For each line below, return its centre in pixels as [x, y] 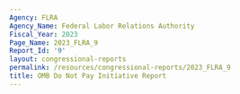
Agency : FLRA [34, 17]
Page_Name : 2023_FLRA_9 [54, 43]
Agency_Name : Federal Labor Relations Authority [102, 26]
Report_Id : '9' [38, 51]
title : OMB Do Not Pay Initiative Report [88, 76]
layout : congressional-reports [68, 59]
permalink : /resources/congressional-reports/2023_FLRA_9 [120, 68]
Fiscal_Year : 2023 [44, 34]
